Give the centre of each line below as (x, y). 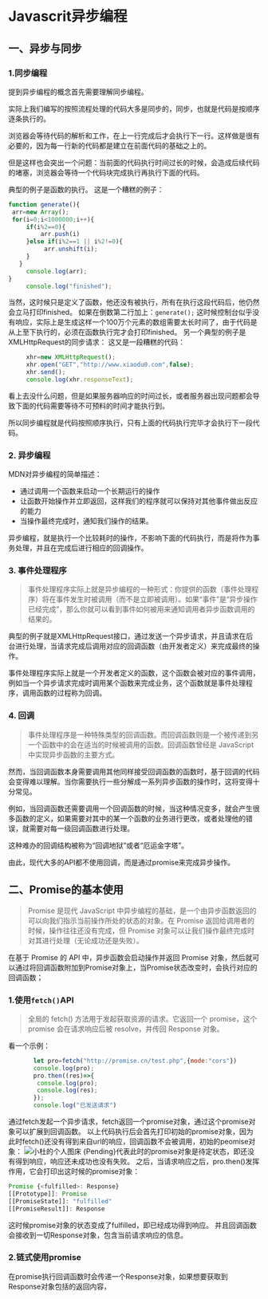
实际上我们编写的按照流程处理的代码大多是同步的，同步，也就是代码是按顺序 (134, 108)
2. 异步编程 (30, 455)
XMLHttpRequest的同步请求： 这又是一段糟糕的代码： (97, 342)
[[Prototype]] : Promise (48, 1194)
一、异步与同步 (45, 48)
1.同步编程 (28, 73)
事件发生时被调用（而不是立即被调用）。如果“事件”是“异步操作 (156, 600)
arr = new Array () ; (40, 212)
